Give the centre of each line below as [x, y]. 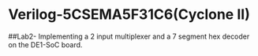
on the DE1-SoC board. [45, 44]
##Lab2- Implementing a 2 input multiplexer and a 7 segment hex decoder [129, 36]
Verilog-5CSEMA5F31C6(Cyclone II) [129, 15]
